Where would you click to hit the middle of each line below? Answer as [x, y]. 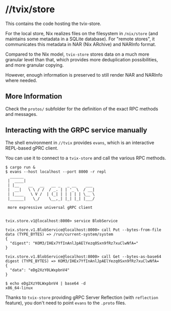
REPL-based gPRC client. [32, 148]
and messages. [21, 114]
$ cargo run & [20, 167]
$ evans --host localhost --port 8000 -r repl [56, 172]
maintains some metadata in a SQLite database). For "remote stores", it [80, 39]
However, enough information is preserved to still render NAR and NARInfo [84, 75]
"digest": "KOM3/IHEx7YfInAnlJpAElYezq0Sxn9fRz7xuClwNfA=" [74, 243]
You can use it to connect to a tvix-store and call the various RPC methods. [86, 158]
